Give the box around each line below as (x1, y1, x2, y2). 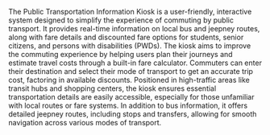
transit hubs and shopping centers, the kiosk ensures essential (8, 84, 217, 93)
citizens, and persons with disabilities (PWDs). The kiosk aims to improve (8, 41, 251, 51)
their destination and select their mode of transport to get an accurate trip (8, 67, 254, 76)
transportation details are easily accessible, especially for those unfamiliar (8, 92, 255, 101)
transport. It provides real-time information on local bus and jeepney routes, (8, 24, 260, 33)
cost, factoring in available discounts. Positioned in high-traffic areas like (8, 76, 250, 84)
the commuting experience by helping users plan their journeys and (8, 50, 233, 59)
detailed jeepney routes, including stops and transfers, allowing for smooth (8, 109, 257, 119)
